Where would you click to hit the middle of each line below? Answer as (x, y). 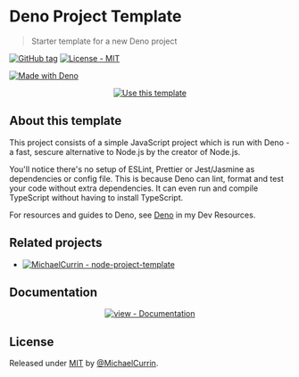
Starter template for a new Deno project (104, 41)
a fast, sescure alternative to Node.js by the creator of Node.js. (125, 152)
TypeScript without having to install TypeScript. (96, 197)
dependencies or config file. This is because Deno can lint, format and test (146, 178)
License (32, 342)
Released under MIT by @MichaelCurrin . (84, 364)
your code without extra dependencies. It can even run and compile (134, 188)
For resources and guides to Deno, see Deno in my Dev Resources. (133, 215)
